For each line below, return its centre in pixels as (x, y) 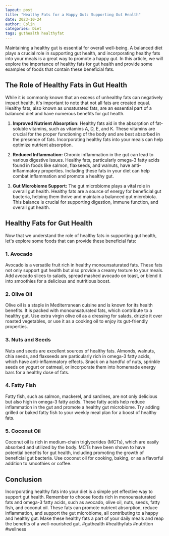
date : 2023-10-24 (23, 19)
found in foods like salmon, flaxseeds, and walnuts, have (71, 165)
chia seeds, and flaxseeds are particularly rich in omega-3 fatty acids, (78, 356)
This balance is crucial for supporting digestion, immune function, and (86, 202)
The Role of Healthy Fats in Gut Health (66, 85)
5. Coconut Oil (23, 431)
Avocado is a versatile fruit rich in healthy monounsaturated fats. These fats (84, 265)
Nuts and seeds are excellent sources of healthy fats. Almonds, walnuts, (80, 351)
